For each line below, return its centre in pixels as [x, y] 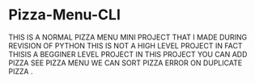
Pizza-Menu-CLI [65, 15]
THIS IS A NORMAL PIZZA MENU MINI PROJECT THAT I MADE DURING [128, 37]
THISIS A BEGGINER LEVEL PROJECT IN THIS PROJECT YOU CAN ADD [128, 54]
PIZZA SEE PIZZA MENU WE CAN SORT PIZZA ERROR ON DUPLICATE [125, 63]
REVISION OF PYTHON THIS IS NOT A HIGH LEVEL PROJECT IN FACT [125, 45]
